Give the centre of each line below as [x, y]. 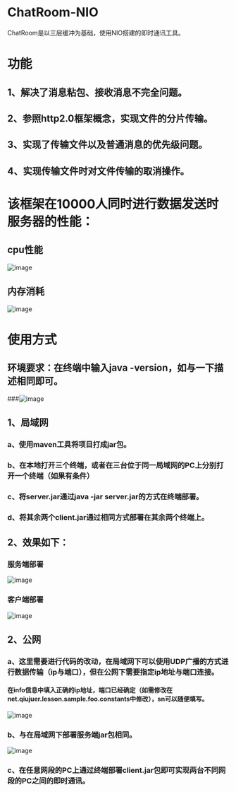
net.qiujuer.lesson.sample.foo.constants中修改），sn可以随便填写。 [108, 699]
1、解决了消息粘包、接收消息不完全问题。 [98, 92]
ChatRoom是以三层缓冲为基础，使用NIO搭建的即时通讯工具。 [96, 33]
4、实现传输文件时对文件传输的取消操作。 [99, 171]
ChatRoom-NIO [53, 12]
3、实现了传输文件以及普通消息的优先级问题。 [107, 145]
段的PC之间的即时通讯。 [49, 781]
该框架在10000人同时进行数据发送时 [113, 204]
